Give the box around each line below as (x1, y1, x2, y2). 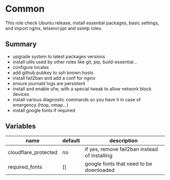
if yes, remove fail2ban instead (84, 146, 158, 153)
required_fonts (8, 163, 42, 170)
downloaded (84, 166, 115, 173)
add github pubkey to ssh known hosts (12, 69, 94, 76)
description (109, 137, 138, 144)
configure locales (12, 64, 49, 70)
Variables (5, 122, 36, 131)
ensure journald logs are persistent (12, 80, 86, 86)
